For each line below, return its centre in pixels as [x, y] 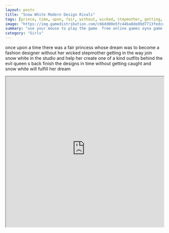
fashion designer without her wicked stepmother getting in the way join [79, 53]
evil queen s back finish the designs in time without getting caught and [78, 64]
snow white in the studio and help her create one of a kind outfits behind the [84, 58]
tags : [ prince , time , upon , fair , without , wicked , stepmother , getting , [84, 19]
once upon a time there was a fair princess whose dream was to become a [82, 47]
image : [12, 24]
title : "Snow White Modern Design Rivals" [50, 15]
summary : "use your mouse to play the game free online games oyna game [84, 29]
